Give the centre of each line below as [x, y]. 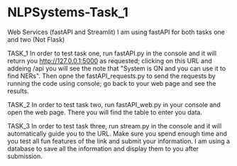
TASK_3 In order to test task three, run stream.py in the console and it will [115, 126]
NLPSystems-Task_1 [68, 12]
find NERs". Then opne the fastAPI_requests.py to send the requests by [112, 76]
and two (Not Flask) [36, 39]
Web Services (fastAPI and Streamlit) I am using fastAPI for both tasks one [116, 32]
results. [18, 91]
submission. [25, 156]
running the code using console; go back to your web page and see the [112, 83]
